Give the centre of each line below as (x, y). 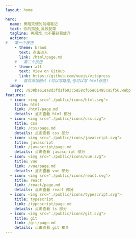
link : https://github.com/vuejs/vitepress (64, 76)
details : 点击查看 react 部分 (44, 190)
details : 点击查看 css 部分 (42, 133)
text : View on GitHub (42, 71)
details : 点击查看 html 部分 (43, 114)
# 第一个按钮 (20, 43)
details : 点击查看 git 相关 (42, 228)
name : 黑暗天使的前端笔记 (34, 24)
